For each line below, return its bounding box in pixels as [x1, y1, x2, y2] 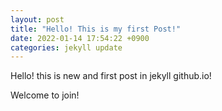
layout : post [10, 14, 65, 25]
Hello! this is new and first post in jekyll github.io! [10, 70, 212, 82]
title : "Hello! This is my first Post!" [10, 24, 182, 34]
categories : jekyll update [10, 42, 123, 53]
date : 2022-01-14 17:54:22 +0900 [10, 33, 150, 43]
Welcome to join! [10, 89, 80, 101]
